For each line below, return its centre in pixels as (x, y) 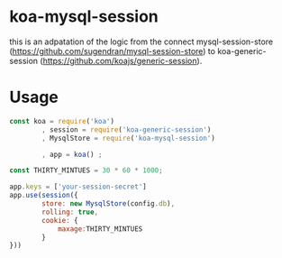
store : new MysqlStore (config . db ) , (109, 204)
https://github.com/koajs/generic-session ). (123, 60)
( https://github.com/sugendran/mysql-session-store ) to (113, 51)
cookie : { (60, 220)
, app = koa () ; (72, 154)
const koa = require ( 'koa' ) (62, 121)
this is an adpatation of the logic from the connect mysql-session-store (141, 41)
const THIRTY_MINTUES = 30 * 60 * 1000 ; (86, 170)
